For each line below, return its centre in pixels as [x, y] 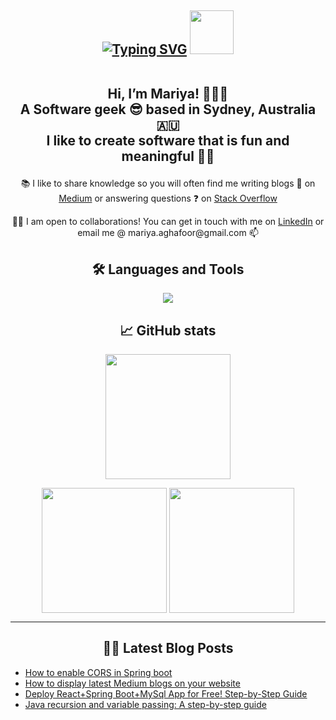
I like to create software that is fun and [168, 141]
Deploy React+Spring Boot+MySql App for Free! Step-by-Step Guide [166, 693]
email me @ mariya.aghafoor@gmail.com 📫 [168, 233]
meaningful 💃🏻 [168, 156]
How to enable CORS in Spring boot [98, 672]
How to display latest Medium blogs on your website [132, 683]
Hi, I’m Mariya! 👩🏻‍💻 [168, 94]
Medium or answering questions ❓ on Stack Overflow [168, 198]
